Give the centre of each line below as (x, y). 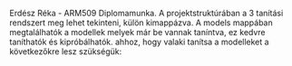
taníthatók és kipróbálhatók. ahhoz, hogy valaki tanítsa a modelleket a (139, 42)
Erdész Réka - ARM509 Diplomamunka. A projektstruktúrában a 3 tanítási (146, 13)
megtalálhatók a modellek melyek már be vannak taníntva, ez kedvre (137, 32)
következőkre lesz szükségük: (66, 52)
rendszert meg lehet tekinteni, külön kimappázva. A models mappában (141, 23)
